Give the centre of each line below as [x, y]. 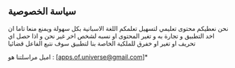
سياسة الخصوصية [42, 12]
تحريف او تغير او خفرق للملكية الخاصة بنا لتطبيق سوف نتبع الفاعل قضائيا [102, 43]
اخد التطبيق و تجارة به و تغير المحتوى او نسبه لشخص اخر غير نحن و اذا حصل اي [112, 36]
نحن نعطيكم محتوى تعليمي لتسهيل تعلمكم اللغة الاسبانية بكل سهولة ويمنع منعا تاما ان [118, 28]
